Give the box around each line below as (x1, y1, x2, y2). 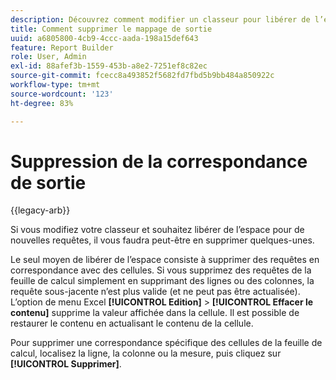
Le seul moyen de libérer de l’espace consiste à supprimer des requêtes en (10, 254, 320, 266)
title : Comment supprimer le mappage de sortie (10, 24, 213, 34)
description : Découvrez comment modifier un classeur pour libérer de (10, 14, 311, 25)
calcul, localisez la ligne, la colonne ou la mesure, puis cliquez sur (10, 347, 282, 360)
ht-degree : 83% (10, 98, 74, 108)
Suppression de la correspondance (10, 150, 308, 173)
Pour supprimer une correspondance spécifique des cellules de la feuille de (10, 337, 323, 349)
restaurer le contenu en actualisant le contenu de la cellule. (10, 317, 254, 330)
